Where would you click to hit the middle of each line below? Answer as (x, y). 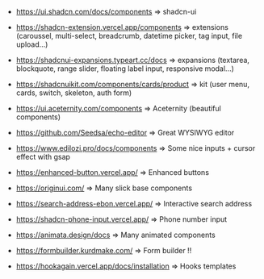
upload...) (32, 44)
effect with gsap (43, 157)
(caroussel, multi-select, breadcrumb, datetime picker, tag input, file (129, 36)
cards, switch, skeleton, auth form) (74, 93)
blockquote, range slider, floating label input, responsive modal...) (125, 69)
